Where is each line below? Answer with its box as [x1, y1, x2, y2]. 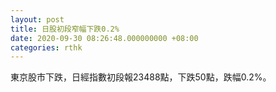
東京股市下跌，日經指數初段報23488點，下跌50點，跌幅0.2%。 [10, 71, 272, 83]
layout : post [10, 14, 65, 25]
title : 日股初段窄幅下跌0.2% [10, 24, 120, 34]
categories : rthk [10, 42, 83, 53]
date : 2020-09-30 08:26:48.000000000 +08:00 [10, 33, 199, 43]
